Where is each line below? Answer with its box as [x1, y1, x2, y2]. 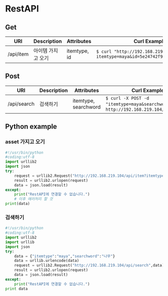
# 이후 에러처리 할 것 [14, 196, 53, 202]
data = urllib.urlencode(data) [14, 258, 79, 263]
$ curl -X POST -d [105, 95, 149, 101]
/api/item [7, 51, 29, 58]
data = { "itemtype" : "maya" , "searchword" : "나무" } [14, 253, 115, 258]
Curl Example [131, 87, 164, 94]
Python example [5, 122, 57, 131]
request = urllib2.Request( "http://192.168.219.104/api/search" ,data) [14, 263, 164, 268]
